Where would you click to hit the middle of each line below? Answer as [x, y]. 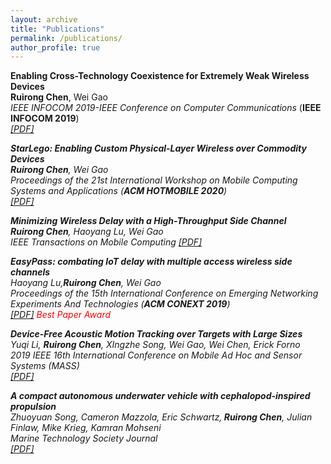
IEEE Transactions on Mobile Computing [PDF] [106, 242]
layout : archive [44, 19]
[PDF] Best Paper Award [61, 315]
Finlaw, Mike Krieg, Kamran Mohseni [86, 428]
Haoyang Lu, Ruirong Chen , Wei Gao [86, 283]
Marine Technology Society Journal [84, 438]
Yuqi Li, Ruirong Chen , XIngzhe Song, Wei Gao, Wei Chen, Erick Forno [155, 345]
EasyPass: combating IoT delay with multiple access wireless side [151, 262]
